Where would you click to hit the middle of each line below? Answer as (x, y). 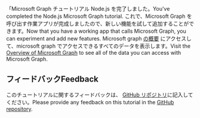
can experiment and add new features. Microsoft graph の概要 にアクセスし (99, 38)
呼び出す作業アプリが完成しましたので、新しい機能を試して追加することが (98, 24)
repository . (19, 108)
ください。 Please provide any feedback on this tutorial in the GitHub (90, 102)
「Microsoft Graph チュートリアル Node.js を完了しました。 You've (88, 9)
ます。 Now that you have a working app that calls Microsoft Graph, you (99, 31)
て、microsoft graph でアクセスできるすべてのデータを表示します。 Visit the (99, 46)
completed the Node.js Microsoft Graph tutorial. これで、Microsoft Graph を (99, 16)
